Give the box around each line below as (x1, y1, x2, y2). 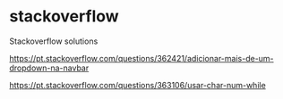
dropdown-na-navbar (9, 62, 90, 73)
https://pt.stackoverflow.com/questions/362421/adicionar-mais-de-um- (9, 53, 275, 63)
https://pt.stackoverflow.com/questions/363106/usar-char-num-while (9, 79, 266, 90)
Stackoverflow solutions (9, 36, 99, 46)
